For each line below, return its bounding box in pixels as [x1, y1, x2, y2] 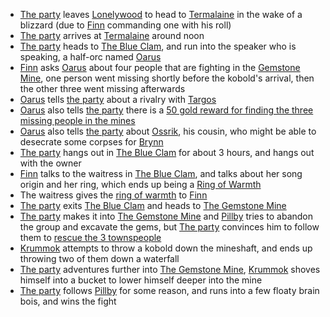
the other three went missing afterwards [19, 83, 186, 94]
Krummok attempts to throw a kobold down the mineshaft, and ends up [19, 242, 313, 254]
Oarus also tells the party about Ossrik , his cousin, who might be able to [19, 125, 317, 137]
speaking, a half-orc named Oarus [19, 51, 162, 63]
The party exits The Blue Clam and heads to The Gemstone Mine [19, 200, 287, 211]
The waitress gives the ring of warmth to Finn [19, 189, 208, 201]
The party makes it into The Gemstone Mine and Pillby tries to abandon [19, 210, 314, 222]
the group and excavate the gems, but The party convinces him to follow [19, 221, 320, 233]
